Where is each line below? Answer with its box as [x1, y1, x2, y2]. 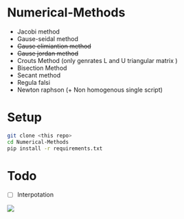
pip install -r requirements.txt [7, 145, 103, 152]
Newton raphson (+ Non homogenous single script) [16, 86, 163, 94]
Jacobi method [16, 27, 60, 36]
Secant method [16, 70, 60, 79]
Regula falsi [16, 78, 50, 86]
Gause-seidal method [16, 34, 79, 42]
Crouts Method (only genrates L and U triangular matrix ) [16, 56, 178, 64]
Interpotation [16, 190, 54, 199]
